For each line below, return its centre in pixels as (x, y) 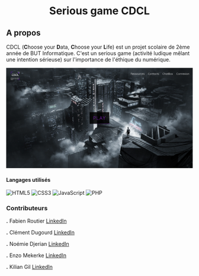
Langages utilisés (28, 179)
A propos (23, 33)
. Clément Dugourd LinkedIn (41, 233)
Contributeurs (27, 208)
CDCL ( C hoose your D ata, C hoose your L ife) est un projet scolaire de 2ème (98, 47)
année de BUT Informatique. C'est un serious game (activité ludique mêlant (98, 53)
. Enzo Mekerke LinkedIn (36, 255)
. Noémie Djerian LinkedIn (38, 244)
